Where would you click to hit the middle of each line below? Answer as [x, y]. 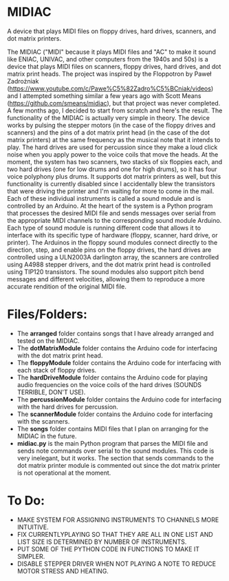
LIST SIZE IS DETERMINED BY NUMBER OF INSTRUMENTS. [102, 542]
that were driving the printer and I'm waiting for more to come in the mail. [111, 191]
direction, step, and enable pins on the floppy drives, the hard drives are [109, 250]
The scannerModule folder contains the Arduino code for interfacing [115, 414]
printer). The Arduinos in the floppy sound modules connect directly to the [112, 242]
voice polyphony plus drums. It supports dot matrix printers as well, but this [114, 176]
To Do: [26, 501]
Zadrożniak [23, 81]
